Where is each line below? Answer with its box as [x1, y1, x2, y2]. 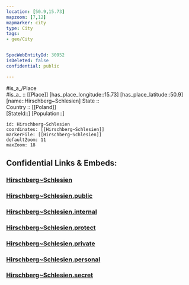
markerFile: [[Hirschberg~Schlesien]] [6, 132, 102, 137]
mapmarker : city [6, 20, 46, 25]
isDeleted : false [6, 57, 49, 63]
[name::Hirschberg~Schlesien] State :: [6, 97, 100, 104]
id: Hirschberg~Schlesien [6, 121, 70, 127]
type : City [6, 25, 33, 31]
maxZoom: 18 [6, 142, 36, 148]
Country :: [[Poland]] [6, 103, 56, 110]
